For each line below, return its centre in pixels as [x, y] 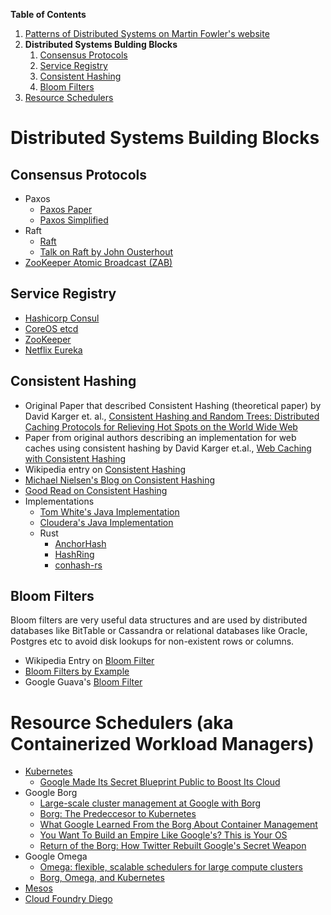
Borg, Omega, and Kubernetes [102, 878]
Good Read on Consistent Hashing [96, 490]
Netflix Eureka [53, 350]
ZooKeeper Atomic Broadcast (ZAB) [98, 262]
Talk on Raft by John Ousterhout [106, 252]
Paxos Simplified [74, 220]
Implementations [59, 501]
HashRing [74, 554]
